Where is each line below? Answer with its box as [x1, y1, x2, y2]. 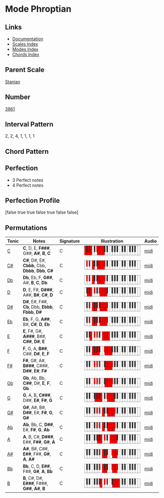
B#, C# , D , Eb [22, 321, 50, 327]
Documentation [12, 36, 43, 42]
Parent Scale [5, 66, 45, 74]
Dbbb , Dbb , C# [22, 268, 54, 274]
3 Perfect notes [12, 177, 44, 183]
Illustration [101, 238, 123, 244]
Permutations [5, 224, 47, 232]
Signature [59, 238, 80, 244]
